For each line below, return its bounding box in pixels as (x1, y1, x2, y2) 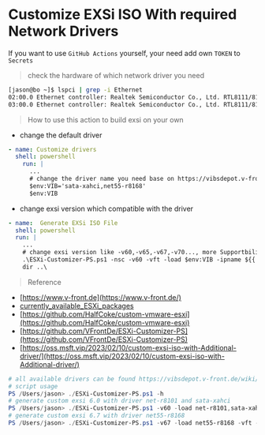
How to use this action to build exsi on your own (27, 114, 184, 124)
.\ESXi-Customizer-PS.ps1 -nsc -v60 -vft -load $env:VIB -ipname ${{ (22, 256, 256, 264)
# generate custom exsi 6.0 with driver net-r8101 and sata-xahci (8, 397, 231, 405)
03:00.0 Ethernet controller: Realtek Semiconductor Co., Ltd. (8, 100, 221, 108)
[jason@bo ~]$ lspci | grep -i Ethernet (8, 85, 144, 94)
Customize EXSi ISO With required (8, 6, 237, 24)
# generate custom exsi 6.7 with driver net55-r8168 (8, 412, 185, 420)
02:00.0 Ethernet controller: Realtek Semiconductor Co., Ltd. (8, 93, 221, 101)
